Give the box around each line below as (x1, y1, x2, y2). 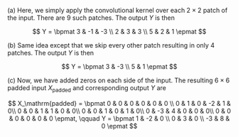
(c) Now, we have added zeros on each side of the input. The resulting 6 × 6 (7, 76, 230, 84)
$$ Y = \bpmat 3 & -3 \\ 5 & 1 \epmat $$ (61, 62, 178, 70)
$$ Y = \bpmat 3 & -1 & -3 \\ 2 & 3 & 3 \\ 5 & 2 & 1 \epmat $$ (32, 28, 207, 35)
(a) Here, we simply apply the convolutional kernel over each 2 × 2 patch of (7, 6, 228, 14)
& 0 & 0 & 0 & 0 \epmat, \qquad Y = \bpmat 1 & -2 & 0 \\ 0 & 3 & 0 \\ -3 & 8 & (9, 114, 230, 123)
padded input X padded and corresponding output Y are (7, 84, 167, 94)
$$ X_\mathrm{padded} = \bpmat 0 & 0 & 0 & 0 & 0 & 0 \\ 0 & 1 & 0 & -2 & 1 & (8, 99, 231, 107)
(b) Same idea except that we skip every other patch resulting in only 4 (7, 41, 215, 49)
